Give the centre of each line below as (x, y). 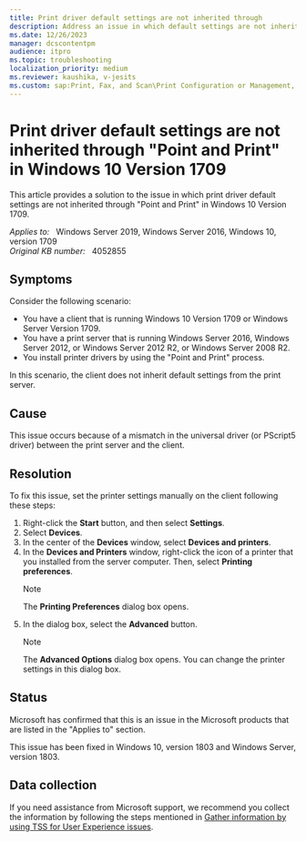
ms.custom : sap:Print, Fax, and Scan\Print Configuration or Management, (153, 86)
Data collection (53, 785)
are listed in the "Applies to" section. (77, 729)
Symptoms (41, 279)
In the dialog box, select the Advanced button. (110, 624)
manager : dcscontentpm (52, 43)
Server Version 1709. (61, 329)
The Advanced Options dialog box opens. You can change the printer (153, 659)
